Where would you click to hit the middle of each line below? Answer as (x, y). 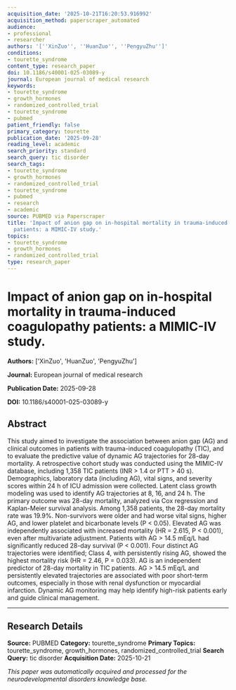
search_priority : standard (47, 151)
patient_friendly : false (44, 125)
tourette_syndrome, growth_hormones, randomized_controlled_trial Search (116, 651)
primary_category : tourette (48, 131)
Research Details (45, 626)
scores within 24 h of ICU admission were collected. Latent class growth (112, 486)
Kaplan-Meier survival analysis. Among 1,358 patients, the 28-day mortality (116, 508)
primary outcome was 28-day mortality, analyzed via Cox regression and (113, 500)
